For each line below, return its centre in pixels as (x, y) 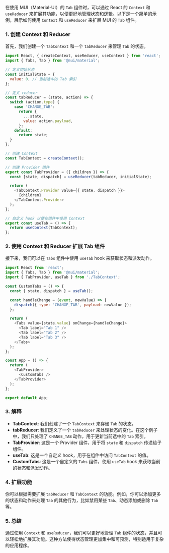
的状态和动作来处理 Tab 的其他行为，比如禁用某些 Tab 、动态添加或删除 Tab (82, 501)
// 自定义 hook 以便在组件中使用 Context (45, 218)
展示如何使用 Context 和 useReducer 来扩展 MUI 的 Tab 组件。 (76, 20)
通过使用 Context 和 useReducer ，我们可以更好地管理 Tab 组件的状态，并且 (81, 533)
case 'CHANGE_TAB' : (35, 107)
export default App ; (27, 398)
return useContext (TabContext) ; (44, 228)
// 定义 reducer (21, 93)
